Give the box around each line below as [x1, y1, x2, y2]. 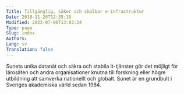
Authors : [6, 36, 27, 41]
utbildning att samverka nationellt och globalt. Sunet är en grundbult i [6, 75, 172, 82]
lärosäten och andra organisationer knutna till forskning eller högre [6, 68, 166, 76]
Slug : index [6, 30, 35, 36]
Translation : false [6, 47, 54, 53]
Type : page [6, 25, 33, 31]
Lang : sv [6, 41, 27, 47]
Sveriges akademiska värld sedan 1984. [6, 81, 102, 88]
